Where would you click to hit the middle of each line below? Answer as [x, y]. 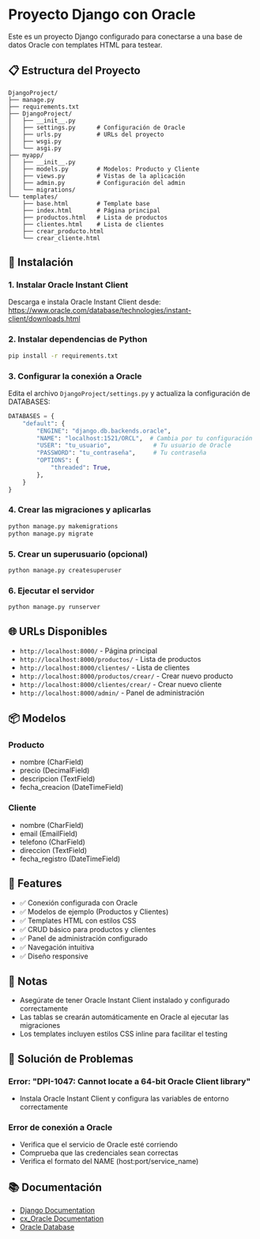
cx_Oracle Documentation [62, 1218]
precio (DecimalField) [55, 771]
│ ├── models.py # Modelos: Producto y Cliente [104, 169]
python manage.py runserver [55, 607]
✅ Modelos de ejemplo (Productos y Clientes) [94, 912]
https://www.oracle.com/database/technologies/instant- [100, 311]
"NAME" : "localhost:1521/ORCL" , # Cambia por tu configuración [145, 438]
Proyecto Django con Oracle [102, 15]
